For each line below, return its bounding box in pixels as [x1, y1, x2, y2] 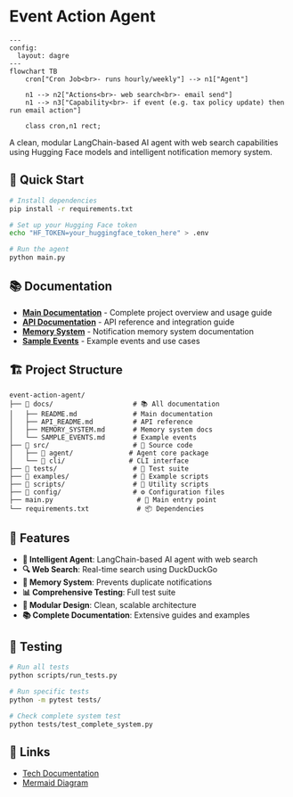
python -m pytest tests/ [9, 695, 102, 704]
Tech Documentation [21, 768, 100, 779]
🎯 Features [9, 530, 70, 546]
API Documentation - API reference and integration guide [21, 316, 235, 327]
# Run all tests [9, 662, 69, 672]
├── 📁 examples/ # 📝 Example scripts [9, 472, 209, 481]
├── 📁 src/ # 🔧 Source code [9, 440, 193, 449]
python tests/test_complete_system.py [9, 719, 153, 728]
